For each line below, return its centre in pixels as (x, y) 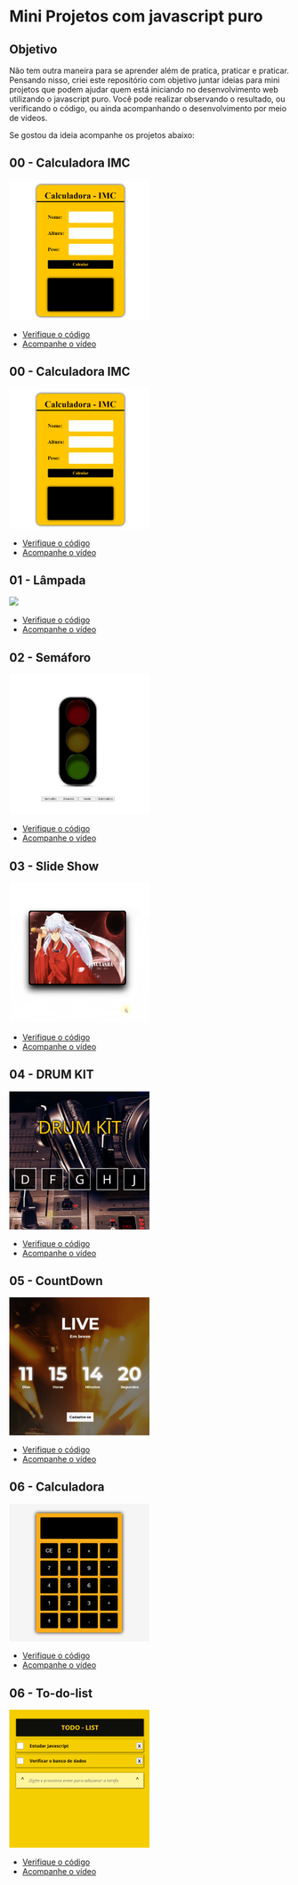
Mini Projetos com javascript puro (136, 16)
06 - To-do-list (51, 1693)
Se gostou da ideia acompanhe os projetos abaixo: (102, 135)
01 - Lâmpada (48, 581)
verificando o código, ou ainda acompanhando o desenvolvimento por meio (148, 108)
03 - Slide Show (54, 866)
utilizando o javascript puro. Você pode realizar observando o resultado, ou (147, 99)
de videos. (28, 118)
